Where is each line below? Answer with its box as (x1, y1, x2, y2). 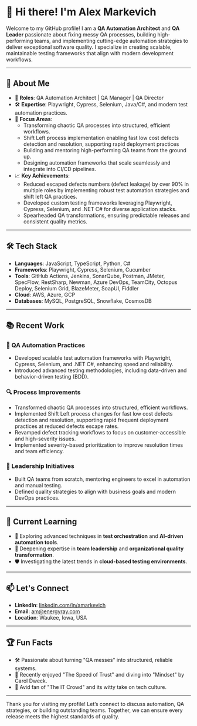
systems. (14, 665, 37, 672)
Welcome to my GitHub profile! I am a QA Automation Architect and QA (6, 25, 180, 32)
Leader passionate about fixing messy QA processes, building (6, 31, 157, 38)
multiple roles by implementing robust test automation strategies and (23, 186, 189, 193)
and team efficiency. (14, 447, 64, 454)
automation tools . (14, 538, 59, 546)
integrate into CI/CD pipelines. (23, 165, 97, 172)
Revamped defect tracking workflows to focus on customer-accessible (14, 429, 186, 436)
